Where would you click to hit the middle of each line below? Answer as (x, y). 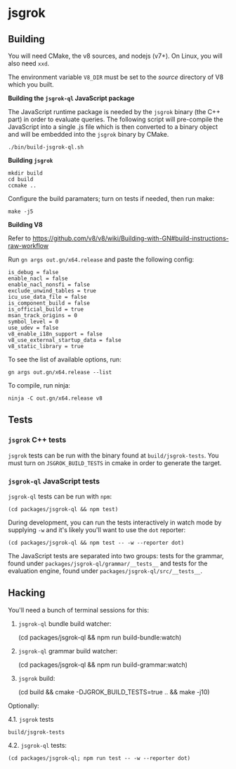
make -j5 (21, 211)
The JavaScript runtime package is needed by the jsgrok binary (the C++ (114, 112)
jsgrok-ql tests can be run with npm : (60, 496)
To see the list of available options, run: (65, 359)
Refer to (19, 238)
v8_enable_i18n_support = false (55, 334)
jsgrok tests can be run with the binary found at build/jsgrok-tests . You (113, 455)
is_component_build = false (49, 303)
